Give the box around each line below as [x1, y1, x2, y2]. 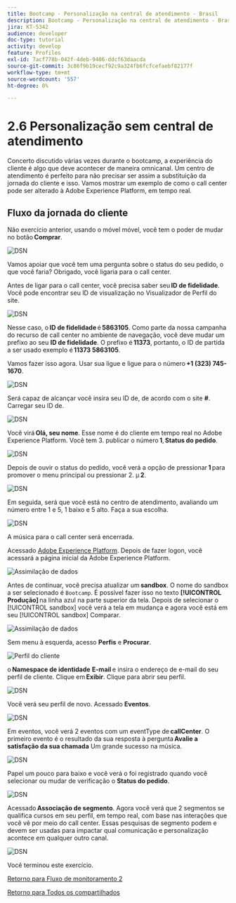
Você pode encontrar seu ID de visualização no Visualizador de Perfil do [7, 289, 217, 297]
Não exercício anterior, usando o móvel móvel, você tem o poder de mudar [7, 225, 223, 234]
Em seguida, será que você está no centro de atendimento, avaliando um [7, 498, 219, 506]
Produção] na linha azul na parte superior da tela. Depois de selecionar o [7, 596, 219, 604]
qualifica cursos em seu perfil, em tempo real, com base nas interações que [7, 812, 228, 819]
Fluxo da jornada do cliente [7, 206, 129, 218]
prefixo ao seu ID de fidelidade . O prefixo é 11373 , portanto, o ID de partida [7, 338, 225, 346]
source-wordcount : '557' [7, 75, 80, 83]
